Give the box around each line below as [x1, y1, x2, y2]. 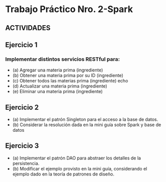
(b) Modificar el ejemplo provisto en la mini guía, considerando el [12, 165, 147, 171]
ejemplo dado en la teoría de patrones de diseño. [12, 171, 115, 177]
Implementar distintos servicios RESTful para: [5, 55, 120, 62]
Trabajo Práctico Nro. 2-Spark [5, 4, 133, 15]
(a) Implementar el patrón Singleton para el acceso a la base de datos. [12, 117, 158, 123]
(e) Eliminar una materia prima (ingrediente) [12, 88, 103, 95]
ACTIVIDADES [5, 24, 51, 32]
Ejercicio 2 [5, 103, 39, 112]
